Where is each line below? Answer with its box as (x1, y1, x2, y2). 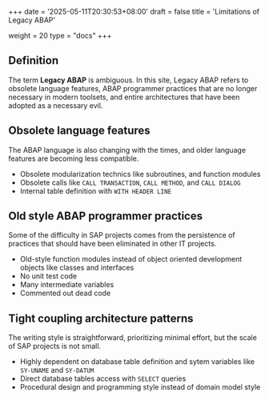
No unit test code (19, 271, 78, 281)
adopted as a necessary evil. (8, 100, 103, 110)
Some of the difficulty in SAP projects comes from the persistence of (8, 230, 236, 240)
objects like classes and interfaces (19, 263, 134, 273)
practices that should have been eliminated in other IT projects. (8, 239, 217, 249)
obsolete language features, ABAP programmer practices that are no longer (8, 83, 258, 93)
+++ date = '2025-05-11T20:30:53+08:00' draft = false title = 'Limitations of (8, 7, 260, 16)
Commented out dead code (19, 288, 111, 298)
